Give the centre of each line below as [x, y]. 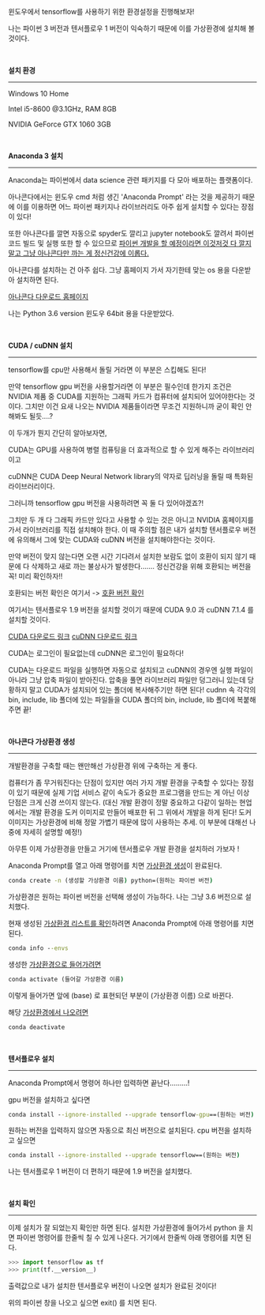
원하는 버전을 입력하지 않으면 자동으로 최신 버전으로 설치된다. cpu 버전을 [119, 1130]
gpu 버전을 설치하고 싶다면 [49, 1099]
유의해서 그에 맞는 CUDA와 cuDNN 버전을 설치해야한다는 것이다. [116, 539]
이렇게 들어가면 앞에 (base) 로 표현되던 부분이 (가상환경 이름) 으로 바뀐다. [121, 995]
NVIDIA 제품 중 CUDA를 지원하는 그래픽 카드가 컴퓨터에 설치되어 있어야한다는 [127, 396]
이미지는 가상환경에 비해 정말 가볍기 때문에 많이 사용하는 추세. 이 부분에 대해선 [128, 822]
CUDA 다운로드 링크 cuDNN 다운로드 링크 [73, 636]
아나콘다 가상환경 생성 [42, 742]
